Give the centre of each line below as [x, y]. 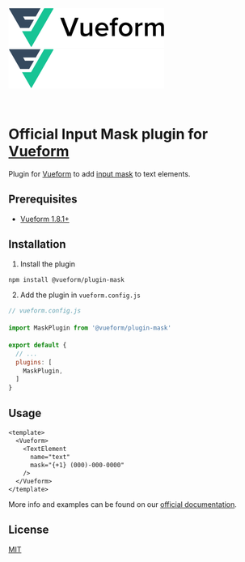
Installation [37, 244]
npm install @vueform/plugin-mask [67, 279]
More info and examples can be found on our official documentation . [122, 505]
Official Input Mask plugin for [108, 134]
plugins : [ [34, 362]
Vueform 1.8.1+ [45, 219]
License [29, 530]
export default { [38, 345]
